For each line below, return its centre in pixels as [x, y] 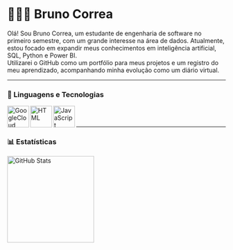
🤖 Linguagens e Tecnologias [55, 94]
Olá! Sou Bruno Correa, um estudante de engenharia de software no [105, 33]
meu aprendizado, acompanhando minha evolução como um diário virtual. [113, 70]
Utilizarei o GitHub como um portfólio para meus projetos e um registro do [113, 62]
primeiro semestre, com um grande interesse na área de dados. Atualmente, [116, 40]
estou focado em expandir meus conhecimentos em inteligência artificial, [112, 48]
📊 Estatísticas [32, 142]
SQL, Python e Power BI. [42, 55]
